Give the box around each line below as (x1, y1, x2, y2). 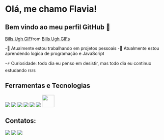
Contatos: (5, 117, 36, 125)
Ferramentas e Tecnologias (5, 82, 91, 90)
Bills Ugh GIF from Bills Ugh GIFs (5, 36, 70, 42)
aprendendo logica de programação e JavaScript (5, 50, 105, 56)
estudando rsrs (5, 68, 36, 73)
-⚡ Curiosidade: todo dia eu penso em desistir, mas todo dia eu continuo (5, 60, 152, 66)
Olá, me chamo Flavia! (5, 3, 97, 15)
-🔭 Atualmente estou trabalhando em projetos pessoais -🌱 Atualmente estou (5, 46, 160, 51)
